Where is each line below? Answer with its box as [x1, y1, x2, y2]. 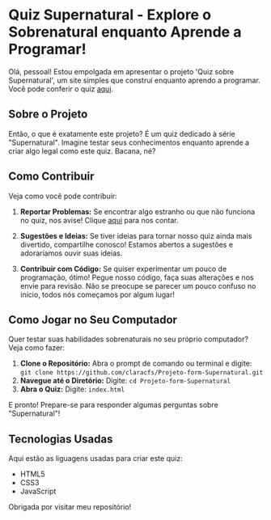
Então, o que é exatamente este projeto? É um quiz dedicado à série [8, 129, 236, 138]
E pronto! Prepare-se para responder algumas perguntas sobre [8, 400, 218, 410]
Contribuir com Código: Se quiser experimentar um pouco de [19, 264, 227, 273]
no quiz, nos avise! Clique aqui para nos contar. [19, 215, 180, 225]
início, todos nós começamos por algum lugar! [19, 290, 176, 299]
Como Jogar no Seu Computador [8, 313, 178, 327]
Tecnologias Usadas [8, 432, 113, 446]
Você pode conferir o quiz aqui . [8, 83, 114, 94]
